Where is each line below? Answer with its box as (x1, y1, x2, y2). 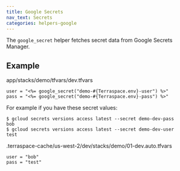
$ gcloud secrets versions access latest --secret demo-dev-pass (6, 116, 174, 122)
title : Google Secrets (6, 8, 63, 15)
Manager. (6, 43, 30, 50)
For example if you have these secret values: (6, 104, 118, 112)
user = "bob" (6, 154, 39, 160)
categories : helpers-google (6, 20, 77, 26)
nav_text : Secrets (6, 15, 53, 21)
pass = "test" (6, 160, 42, 166)
